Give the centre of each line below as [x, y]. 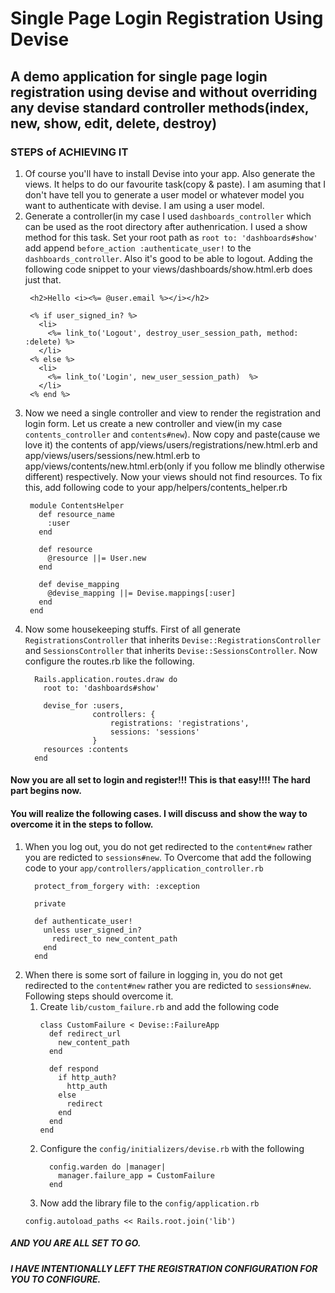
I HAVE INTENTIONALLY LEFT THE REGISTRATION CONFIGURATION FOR [164, 1268]
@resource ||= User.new [97, 558]
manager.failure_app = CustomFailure [136, 1175]
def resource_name [76, 514]
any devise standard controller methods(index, [160, 107]
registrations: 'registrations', [179, 723]
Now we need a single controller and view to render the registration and [172, 413]
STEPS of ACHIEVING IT [69, 152]
